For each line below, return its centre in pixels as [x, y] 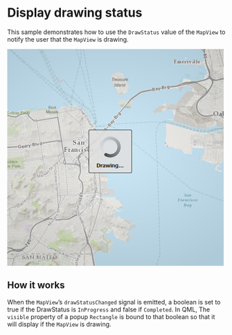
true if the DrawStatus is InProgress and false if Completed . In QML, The [109, 309]
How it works [36, 285]
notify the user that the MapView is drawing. [68, 39]
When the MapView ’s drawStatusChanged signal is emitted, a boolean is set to [114, 302]
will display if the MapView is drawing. [60, 324]
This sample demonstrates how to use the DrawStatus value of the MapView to [116, 32]
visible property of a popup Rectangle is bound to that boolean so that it [111, 316]
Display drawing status [75, 13]
